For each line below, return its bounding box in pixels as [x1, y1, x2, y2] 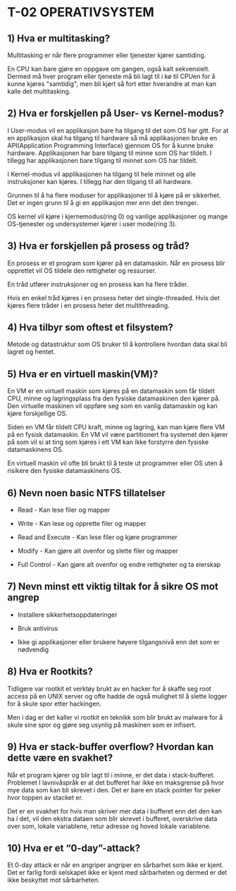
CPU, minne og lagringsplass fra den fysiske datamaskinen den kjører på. [7, 394, 221, 403]
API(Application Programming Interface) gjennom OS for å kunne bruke [7, 141, 213, 149]
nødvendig [17, 645, 49, 653]
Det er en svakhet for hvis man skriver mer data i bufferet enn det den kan [7, 806, 223, 815]
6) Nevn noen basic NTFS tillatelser [7, 487, 166, 499]
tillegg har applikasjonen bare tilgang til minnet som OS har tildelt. [7, 156, 199, 164]
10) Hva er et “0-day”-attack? [7, 842, 141, 854]
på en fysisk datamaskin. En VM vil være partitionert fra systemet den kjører [7, 431, 228, 439]
